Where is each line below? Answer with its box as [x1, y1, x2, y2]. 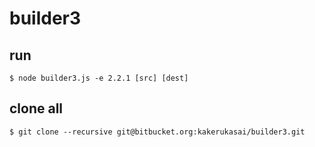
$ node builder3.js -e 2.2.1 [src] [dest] [9, 73, 189, 83]
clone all [9, 100, 64, 117]
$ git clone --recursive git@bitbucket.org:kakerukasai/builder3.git [9, 127, 306, 137]
